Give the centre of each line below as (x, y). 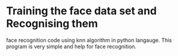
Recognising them (52, 24)
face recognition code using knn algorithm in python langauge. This (89, 40)
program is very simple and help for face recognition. (71, 46)
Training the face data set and (82, 11)
